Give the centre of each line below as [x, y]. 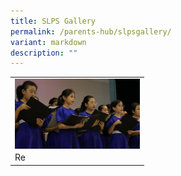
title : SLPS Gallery [53, 21]
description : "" [44, 53]
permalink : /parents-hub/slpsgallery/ [91, 31]
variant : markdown [48, 42]
